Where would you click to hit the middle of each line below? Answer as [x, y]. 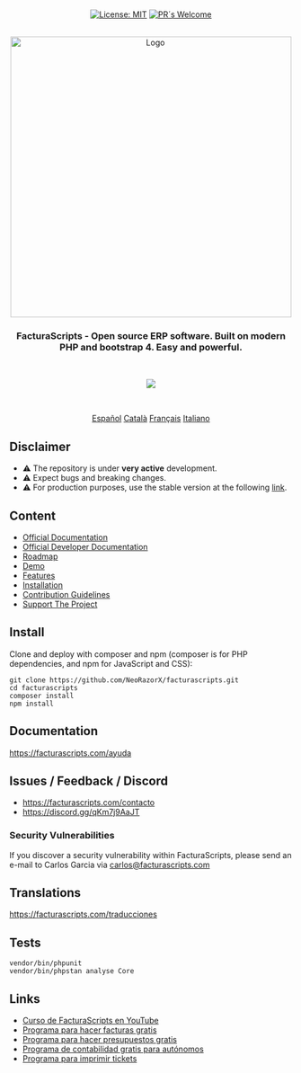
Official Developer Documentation [85, 546]
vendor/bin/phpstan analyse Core [72, 971]
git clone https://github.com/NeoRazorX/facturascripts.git [124, 680]
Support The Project [60, 604]
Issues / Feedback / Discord [89, 780]
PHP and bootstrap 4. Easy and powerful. [151, 347]
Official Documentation [65, 537]
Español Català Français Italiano [151, 419]
